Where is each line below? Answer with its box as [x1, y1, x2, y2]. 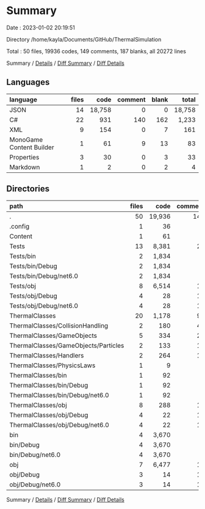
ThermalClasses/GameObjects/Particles [9, 341, 124, 350]
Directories [6, 184, 50, 194]
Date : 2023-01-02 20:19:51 [6, 24, 75, 31]
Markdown [9, 163, 40, 171]
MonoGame [9, 135, 43, 144]
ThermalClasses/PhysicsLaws [9, 361, 96, 370]
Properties [9, 153, 40, 161]
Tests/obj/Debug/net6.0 [9, 301, 78, 310]
